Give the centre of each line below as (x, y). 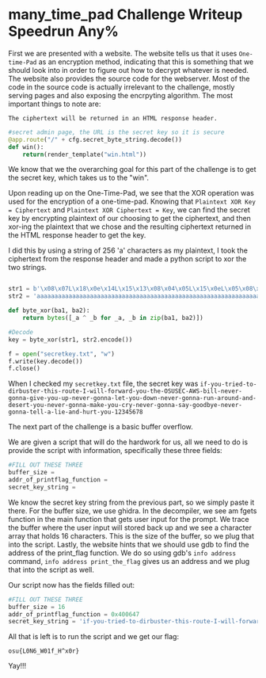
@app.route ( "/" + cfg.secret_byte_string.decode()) (95, 139)
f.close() (25, 369)
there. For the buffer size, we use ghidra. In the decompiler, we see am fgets (133, 510)
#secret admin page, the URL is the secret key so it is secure (116, 132)
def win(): (26, 147)
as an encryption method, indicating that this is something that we (146, 62)
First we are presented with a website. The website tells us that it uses (123, 53)
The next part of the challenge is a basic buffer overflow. (101, 427)
